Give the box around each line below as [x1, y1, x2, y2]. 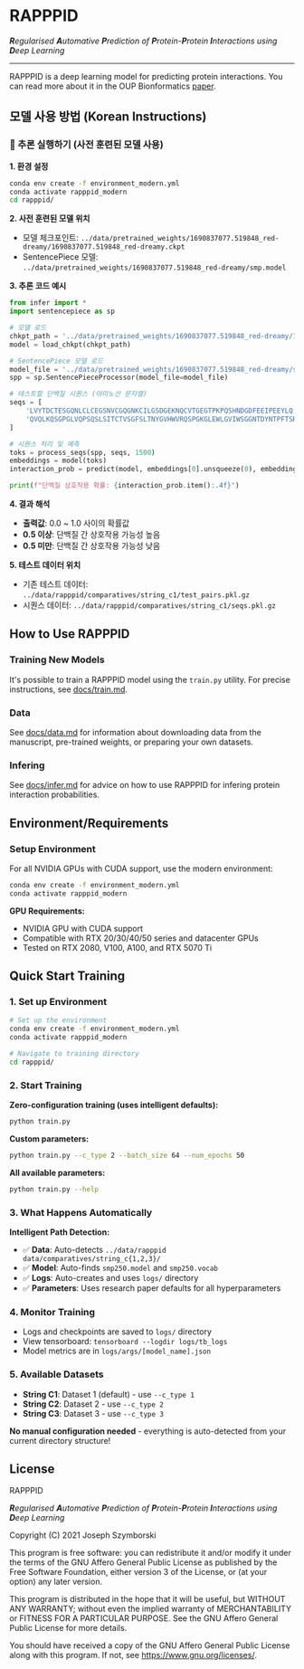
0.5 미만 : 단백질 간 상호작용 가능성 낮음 [22, 540, 161, 551]
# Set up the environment [9, 1016, 107, 1025]
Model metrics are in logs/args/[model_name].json [22, 1345, 211, 1357]
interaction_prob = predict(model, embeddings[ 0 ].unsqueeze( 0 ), [9, 465, 257, 474]
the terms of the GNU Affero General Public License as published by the [9, 1557, 278, 1568]
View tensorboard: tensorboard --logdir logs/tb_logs [22, 1336, 228, 1347]
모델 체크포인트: [22, 232, 79, 243]
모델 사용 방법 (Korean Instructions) [9, 109, 207, 125]
